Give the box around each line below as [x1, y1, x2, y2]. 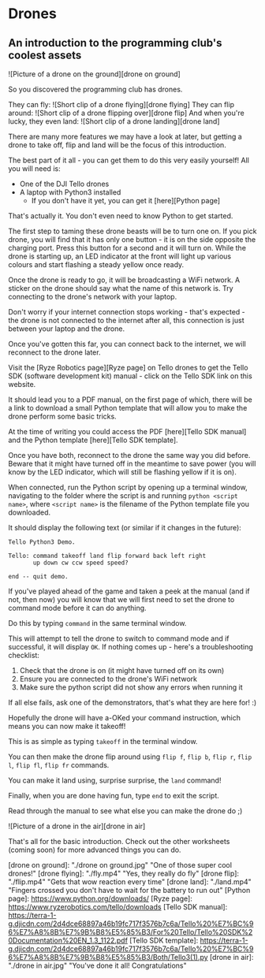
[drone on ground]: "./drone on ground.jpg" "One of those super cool [8, 861, 233, 869]
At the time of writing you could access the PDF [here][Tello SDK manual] [8, 427, 247, 436]
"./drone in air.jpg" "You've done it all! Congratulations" [8, 961, 187, 970]
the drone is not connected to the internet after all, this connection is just [8, 316, 244, 325]
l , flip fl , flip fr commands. [8, 760, 110, 769]
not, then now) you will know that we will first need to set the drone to [8, 595, 235, 604]
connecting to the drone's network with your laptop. [8, 292, 177, 301]
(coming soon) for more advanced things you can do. [8, 845, 181, 854]
